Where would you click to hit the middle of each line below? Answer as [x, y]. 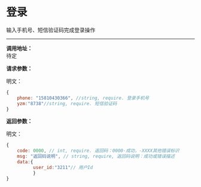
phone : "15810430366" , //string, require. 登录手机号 [83, 98]
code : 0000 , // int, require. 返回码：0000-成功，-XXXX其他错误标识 [98, 151]
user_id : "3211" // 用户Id [63, 167]
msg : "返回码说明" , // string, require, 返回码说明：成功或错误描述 [96, 157]
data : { [25, 162]
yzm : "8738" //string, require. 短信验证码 [67, 103]
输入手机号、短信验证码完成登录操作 [51, 30]
